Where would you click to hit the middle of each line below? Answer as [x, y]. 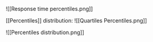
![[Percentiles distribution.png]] [45, 32]
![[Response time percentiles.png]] [49, 9]
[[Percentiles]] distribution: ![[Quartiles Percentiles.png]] [76, 20]
